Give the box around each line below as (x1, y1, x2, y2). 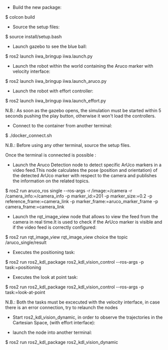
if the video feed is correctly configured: (12, 224, 97, 230)
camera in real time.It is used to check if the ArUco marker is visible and (12, 219, 162, 225)
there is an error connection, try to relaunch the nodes (5, 305, 118, 310)
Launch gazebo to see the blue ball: (12, 43, 87, 49)
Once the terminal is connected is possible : (5, 152, 97, 158)
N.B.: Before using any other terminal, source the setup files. (5, 142, 131, 148)
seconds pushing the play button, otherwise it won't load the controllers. (5, 113, 156, 119)
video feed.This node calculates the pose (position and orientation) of (12, 167, 158, 173)
